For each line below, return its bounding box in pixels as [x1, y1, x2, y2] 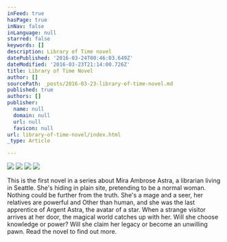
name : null [13, 106, 45, 112]
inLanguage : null [7, 29, 57, 36]
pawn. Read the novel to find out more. [7, 228, 117, 236]
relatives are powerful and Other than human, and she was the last [7, 198, 195, 206]
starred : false [7, 36, 51, 43]
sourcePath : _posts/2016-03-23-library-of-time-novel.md [7, 80, 174, 87]
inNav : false [7, 23, 45, 29]
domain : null [13, 112, 51, 119]
